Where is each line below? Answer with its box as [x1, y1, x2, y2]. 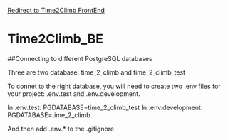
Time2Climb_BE [7, 31, 104, 47]
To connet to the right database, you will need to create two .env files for [7, 82, 221, 90]
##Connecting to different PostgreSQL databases [7, 54, 152, 63]
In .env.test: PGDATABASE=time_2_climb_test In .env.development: [7, 103, 203, 112]
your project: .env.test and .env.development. [7, 89, 140, 98]
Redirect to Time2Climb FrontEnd [7, 6, 105, 14]
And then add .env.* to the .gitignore [7, 124, 115, 133]
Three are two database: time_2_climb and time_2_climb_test [7, 68, 186, 77]
